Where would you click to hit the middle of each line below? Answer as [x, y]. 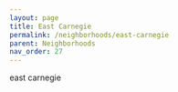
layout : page [34, 18]
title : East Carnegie [51, 26]
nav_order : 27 [37, 52]
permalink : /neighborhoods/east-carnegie [89, 35]
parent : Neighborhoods [52, 43]
